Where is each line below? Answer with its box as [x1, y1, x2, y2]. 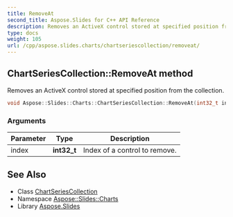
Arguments [7, 115, 46, 125]
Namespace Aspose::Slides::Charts [17, 194, 119, 202]
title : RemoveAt [7, 10, 54, 17]
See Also [7, 169, 46, 180]
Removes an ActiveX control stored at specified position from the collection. [7, 86, 225, 94]
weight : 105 [7, 36, 42, 43]
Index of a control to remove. [83, 145, 177, 155]
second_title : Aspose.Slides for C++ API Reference [7, 17, 159, 23]
